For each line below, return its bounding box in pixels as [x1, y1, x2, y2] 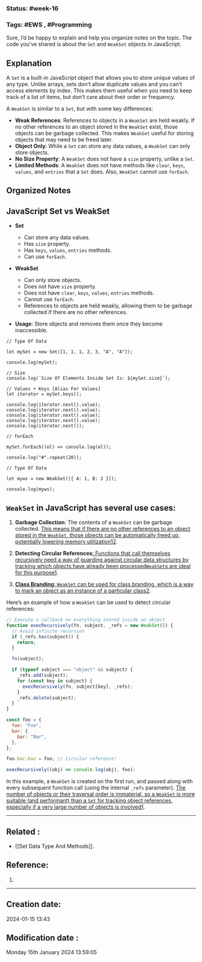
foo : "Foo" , [11, 723, 42, 729]
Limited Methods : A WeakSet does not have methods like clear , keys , [14, 162, 185, 169]
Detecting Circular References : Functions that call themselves [14, 550, 171, 557]
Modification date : [6, 933, 79, 943]
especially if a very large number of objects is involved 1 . [6, 803, 145, 810]
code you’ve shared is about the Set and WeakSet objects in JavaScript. [6, 40, 182, 48]
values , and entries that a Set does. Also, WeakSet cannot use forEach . [14, 168, 189, 176]
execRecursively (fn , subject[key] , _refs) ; [22, 684, 133, 690]
